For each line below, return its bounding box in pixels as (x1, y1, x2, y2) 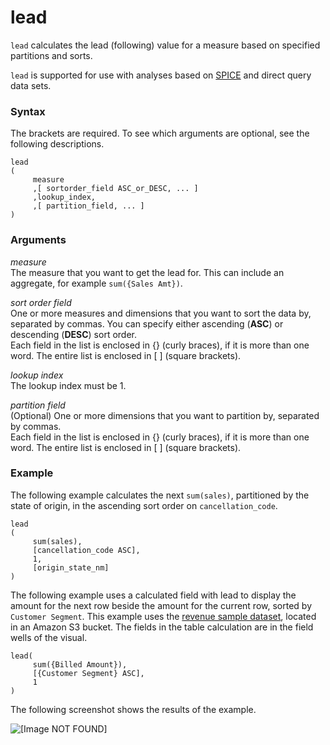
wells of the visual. (10, 631, 88, 643)
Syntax (10, 104, 46, 118)
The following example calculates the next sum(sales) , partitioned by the (10, 489, 310, 501)
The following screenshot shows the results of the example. (10, 703, 257, 715)
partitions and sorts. (10, 49, 93, 61)
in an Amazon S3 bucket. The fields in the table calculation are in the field (10, 621, 314, 633)
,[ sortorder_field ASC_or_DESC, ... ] (32, 184, 199, 194)
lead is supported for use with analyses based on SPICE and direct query (10, 69, 312, 81)
